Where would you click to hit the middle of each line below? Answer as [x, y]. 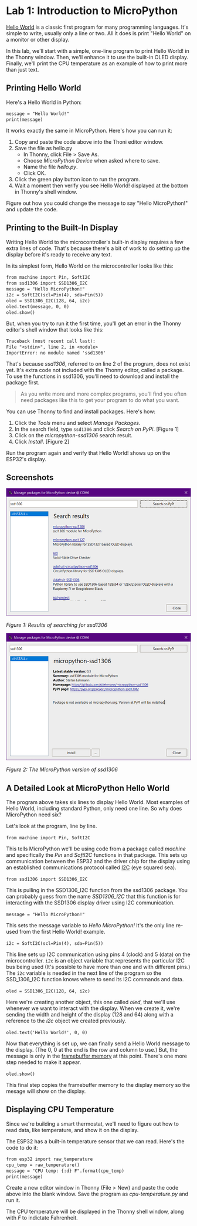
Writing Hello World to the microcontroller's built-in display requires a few [95, 242]
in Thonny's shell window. [46, 191]
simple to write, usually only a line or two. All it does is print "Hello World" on [98, 33]
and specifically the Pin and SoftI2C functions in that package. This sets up [97, 855]
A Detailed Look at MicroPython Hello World [88, 788]
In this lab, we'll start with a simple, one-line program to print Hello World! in [98, 50]
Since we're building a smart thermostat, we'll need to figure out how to [92, 1124]
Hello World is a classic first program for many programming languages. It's [97, 27]
